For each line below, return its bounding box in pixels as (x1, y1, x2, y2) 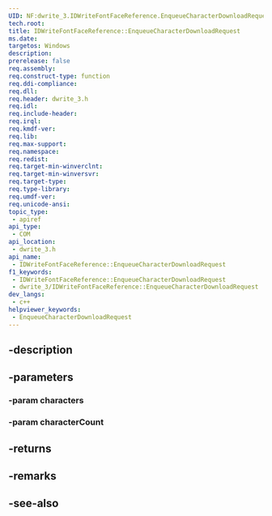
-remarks (8, 469, 57, 483)
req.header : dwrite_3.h (8, 95, 89, 103)
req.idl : (8, 102, 38, 110)
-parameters (8, 370, 74, 385)
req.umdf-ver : (8, 192, 57, 201)
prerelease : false (8, 58, 70, 66)
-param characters (8, 394, 84, 406)
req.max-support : (8, 139, 67, 148)
